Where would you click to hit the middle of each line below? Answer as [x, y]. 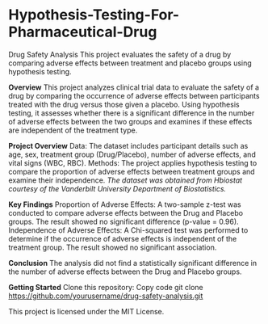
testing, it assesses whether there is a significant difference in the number [132, 113]
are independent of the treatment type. [73, 130]
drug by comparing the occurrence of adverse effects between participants [134, 95]
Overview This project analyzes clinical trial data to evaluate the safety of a [134, 87]
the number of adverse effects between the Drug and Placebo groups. [125, 271]
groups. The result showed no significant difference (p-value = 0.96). [124, 221]
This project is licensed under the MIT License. [86, 311]
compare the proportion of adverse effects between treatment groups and [132, 171]
